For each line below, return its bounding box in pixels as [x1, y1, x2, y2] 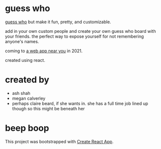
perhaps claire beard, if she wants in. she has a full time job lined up [12, 100, 148, 106]
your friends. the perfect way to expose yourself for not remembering [5, 33, 144, 39]
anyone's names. [5, 38, 39, 44]
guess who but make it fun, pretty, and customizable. [5, 19, 112, 25]
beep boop [5, 123, 49, 134]
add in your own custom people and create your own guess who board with [5, 28, 156, 34]
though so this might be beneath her [12, 105, 85, 111]
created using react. [5, 57, 45, 63]
